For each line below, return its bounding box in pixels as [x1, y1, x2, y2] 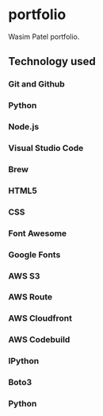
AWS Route [8, 291, 53, 302]
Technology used [8, 55, 97, 68]
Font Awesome [8, 228, 67, 239]
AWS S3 [8, 270, 40, 281]
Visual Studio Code [8, 143, 84, 154]
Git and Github [8, 79, 65, 90]
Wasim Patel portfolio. [8, 32, 80, 41]
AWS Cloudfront [8, 313, 73, 324]
